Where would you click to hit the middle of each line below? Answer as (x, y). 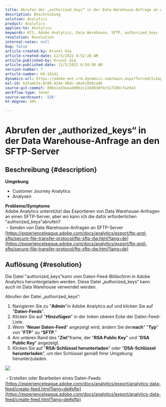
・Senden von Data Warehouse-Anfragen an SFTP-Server (64, 227)
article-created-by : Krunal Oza (38, 51)
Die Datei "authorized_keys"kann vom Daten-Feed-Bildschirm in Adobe (78, 276)
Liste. (18, 321)
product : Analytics (25, 23)
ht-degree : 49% (21, 102)
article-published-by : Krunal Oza (41, 60)
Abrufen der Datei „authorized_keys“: (43, 296)
